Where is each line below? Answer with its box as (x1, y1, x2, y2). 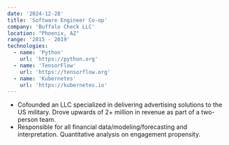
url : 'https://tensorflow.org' (20, 68, 111, 75)
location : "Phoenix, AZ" (7, 29, 80, 37)
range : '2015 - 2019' (7, 36, 71, 43)
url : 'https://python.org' (20, 56, 98, 63)
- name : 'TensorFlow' (13, 62, 77, 69)
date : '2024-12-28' (7, 10, 64, 17)
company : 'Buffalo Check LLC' (7, 23, 96, 30)
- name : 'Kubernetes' (13, 75, 77, 82)
